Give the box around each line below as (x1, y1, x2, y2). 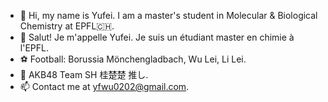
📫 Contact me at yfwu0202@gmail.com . (19, 81, 190, 92)
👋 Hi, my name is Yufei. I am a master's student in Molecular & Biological (19, 10, 318, 21)
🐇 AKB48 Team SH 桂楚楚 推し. (19, 69, 149, 80)
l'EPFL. (19, 42, 49, 54)
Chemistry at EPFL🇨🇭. (19, 20, 115, 32)
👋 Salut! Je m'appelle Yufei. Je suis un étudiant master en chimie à (19, 31, 295, 43)
